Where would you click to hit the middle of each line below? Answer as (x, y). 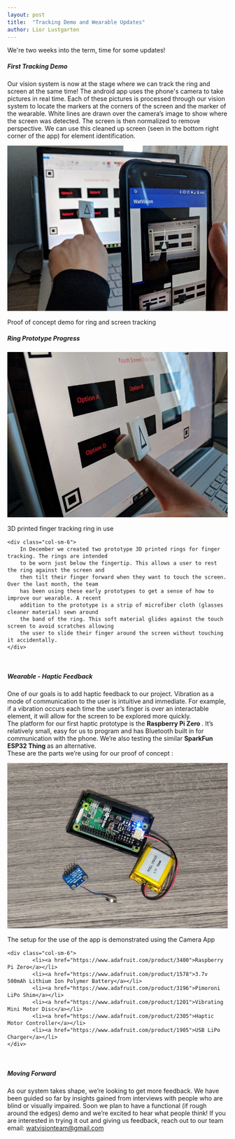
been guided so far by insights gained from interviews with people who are (115, 1098)
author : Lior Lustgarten (43, 29)
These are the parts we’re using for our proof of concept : (90, 754)
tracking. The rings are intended (58, 556)
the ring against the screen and (56, 570)
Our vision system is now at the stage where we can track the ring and (109, 84)
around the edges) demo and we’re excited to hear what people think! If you (116, 1113)
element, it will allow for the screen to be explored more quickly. (99, 716)
